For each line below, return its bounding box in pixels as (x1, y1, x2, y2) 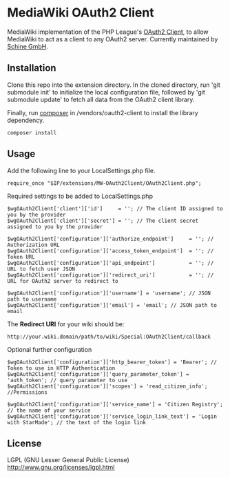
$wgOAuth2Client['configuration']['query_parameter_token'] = (7, 370, 189, 377)
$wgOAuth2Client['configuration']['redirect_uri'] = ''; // (7, 271, 214, 279)
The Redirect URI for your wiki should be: (7, 319, 125, 328)
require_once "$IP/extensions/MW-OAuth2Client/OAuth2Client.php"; (7, 179, 202, 187)
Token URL (7, 253, 36, 260)
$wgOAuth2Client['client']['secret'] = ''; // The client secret (7, 217, 198, 224)
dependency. (7, 116, 45, 124)
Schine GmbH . (7, 42, 48, 50)
